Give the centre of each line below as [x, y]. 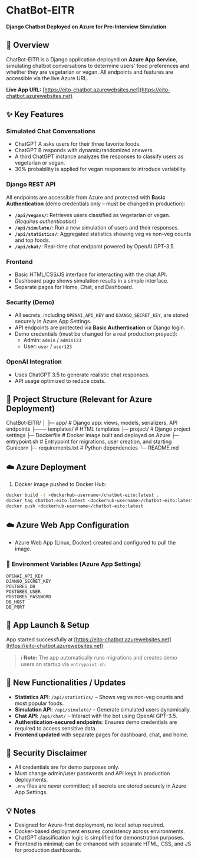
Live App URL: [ [26, 90]
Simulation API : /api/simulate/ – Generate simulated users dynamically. [103, 709]
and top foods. [32, 240]
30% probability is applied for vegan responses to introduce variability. [101, 169]
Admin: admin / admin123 [52, 340]
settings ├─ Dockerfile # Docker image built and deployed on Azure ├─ [93, 435]
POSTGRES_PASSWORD [29, 596]
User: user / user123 [48, 346]
